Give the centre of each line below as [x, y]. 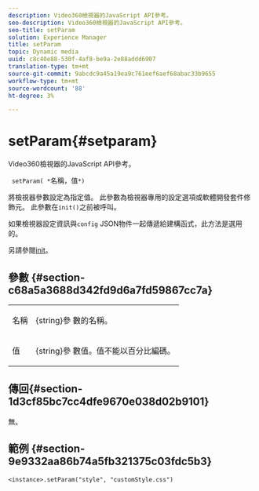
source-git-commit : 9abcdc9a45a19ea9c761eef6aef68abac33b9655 [112, 74]
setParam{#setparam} [83, 141]
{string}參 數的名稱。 [74, 320]
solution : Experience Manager [58, 37]
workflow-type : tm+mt [44, 81]
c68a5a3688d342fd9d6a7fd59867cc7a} [111, 290]
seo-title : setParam [42, 30]
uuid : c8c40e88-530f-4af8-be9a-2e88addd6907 [82, 60]
